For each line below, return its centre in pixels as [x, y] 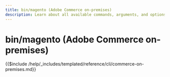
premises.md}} [21, 69]
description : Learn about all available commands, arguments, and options [86, 15]
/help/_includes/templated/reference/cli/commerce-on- [86, 64]
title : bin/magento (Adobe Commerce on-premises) [59, 10]
